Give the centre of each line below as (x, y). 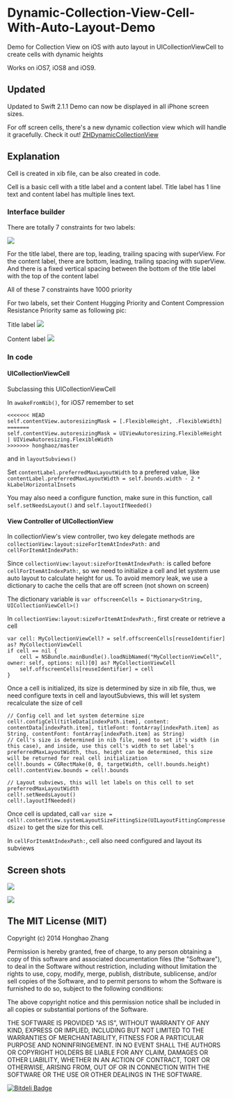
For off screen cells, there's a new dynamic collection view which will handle (117, 127)
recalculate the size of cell (45, 703)
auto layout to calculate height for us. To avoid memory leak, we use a (107, 578)
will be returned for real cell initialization (78, 759)
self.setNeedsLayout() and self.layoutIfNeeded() (80, 505)
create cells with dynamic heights (55, 54)
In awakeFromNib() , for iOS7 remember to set (71, 402)
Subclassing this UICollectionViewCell (62, 389)
